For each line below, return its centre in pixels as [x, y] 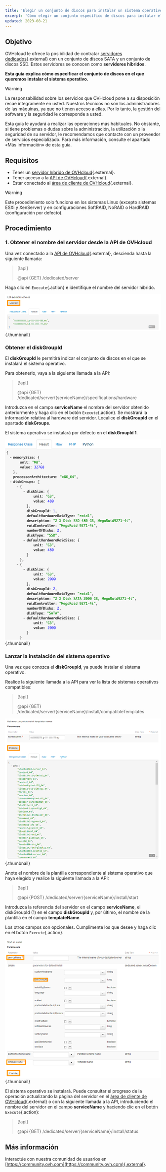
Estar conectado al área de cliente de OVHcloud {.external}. [73, 183]
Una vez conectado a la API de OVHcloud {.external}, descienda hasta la [78, 253]
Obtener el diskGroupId [34, 347]
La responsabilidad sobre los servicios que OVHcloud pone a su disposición [83, 98]
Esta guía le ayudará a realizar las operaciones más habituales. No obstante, [83, 124]
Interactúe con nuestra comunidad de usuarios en [56, 1159]
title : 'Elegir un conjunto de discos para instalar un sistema [73, 10]
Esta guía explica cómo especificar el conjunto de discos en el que [75, 74]
